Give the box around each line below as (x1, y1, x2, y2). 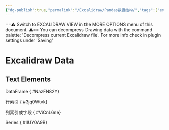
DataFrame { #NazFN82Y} (5, 88, 60, 94)
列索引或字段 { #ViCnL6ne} (5, 109, 61, 115)
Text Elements (5, 75, 51, 84)
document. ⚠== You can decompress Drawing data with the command (5, 26, 152, 33)
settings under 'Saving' (5, 37, 53, 43)
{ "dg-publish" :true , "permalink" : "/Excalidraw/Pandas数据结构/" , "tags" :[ (5, 7, 158, 13)
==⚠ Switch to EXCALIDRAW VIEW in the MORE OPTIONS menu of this (5, 21, 153, 27)
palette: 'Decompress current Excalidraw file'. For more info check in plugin (5, 32, 161, 38)
